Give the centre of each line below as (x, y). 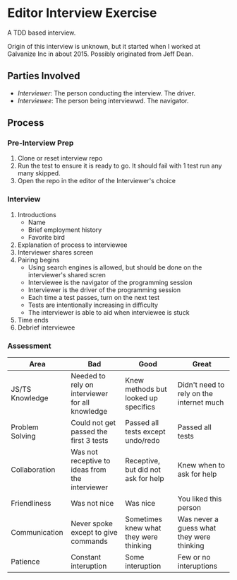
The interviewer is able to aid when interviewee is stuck (109, 312)
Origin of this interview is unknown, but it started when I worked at (104, 46)
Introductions (37, 214)
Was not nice (92, 504)
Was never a (198, 519)
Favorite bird (47, 237)
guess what (197, 528)
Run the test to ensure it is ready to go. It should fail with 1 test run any (120, 166)
